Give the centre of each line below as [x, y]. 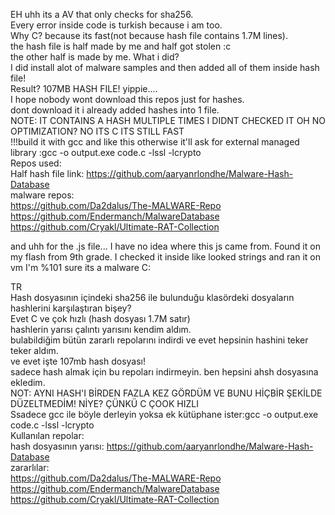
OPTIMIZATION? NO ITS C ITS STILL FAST [97, 131]
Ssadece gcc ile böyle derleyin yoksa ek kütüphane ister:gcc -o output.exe [164, 414]
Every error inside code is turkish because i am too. [116, 25]
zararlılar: [30, 467]
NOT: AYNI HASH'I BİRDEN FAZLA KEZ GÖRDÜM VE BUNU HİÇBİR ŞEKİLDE [166, 393]
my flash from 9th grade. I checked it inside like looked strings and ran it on [166, 257]
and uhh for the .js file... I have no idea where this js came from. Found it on [165, 246]
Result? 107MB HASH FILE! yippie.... [84, 88]
